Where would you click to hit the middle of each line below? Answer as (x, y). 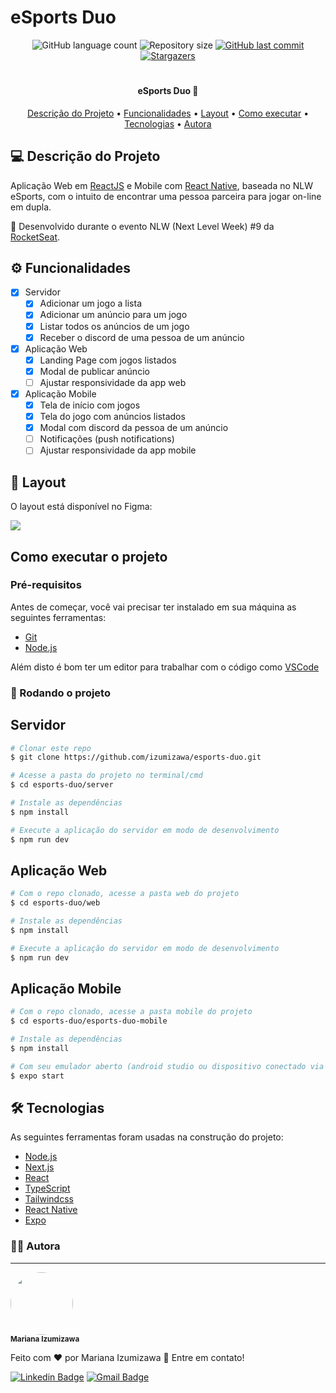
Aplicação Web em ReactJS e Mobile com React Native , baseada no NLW (162, 185)
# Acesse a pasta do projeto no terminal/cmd (106, 776)
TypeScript (47, 1188)
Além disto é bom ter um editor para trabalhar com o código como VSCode (165, 667)
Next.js (39, 1167)
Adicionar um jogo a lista (90, 303)
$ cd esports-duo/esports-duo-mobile (89, 1021)
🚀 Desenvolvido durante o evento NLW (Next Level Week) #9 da (142, 226)
